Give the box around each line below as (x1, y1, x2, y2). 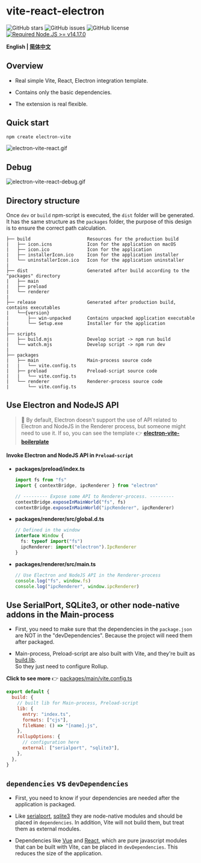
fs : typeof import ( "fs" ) (20, 539, 83, 545)
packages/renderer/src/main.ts (14, 560, 96, 567)
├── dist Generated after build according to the (6, 268, 190, 274)
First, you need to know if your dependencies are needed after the (14, 794, 180, 801)
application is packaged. (14, 801, 76, 808)
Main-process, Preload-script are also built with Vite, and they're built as (14, 650, 196, 657)
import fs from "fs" (14, 477, 67, 483)
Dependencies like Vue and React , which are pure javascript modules (14, 837, 188, 844)
